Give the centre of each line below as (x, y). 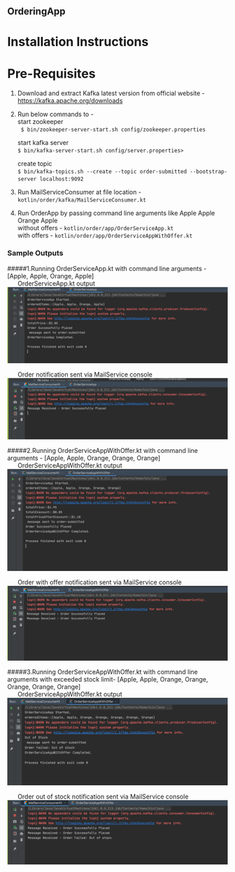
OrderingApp (36, 12)
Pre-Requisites (51, 73)
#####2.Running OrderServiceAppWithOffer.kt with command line (102, 451)
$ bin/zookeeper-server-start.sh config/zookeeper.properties (113, 129)
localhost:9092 (62, 179)
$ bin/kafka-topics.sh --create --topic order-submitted (102, 171)
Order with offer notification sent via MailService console (99, 582)
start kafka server (43, 142)
